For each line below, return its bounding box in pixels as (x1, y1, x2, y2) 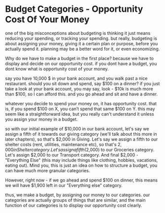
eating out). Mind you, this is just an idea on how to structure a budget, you (5, 162, 158, 168)
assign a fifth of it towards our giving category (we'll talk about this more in (5, 131, 158, 137)
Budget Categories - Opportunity (5, 3, 143, 15)
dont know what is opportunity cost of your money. (5, 65, 109, 72)
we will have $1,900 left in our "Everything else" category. (5, 182, 123, 188)
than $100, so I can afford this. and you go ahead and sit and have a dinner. (5, 91, 158, 97)
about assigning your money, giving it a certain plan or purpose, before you (5, 40, 158, 46)
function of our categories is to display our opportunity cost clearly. (5, 202, 142, 208)
